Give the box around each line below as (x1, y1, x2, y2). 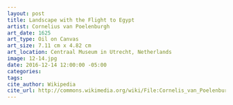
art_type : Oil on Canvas (7, 36, 79, 43)
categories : (7, 68, 42, 75)
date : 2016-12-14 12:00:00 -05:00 (7, 61, 107, 68)
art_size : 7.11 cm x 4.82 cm (7, 42, 92, 49)
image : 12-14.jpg (7, 55, 58, 62)
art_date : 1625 (7, 29, 51, 37)
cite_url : (7, 87, 36, 94)
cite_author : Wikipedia (7, 81, 76, 88)
